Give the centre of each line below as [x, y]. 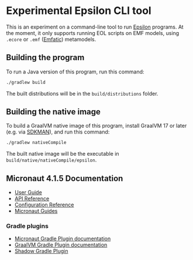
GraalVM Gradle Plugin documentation [61, 245]
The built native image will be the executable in [63, 154]
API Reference [32, 199]
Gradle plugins [27, 226]
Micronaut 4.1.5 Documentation [65, 178]
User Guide [28, 192]
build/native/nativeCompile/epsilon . [51, 160]
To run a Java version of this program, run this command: [75, 72]
